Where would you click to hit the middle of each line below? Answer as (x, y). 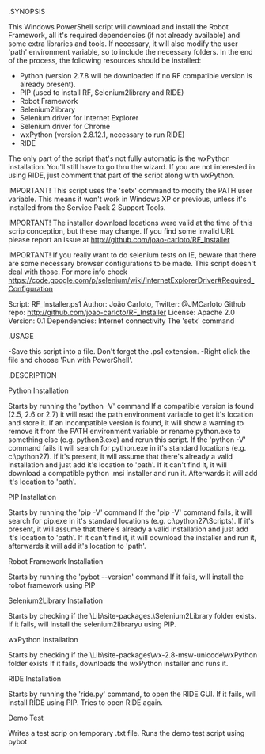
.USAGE (21, 336)
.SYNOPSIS (27, 11)
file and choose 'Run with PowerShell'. (70, 360)
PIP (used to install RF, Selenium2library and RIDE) (102, 93)
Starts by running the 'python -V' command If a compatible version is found (131, 406)
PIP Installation (32, 497)
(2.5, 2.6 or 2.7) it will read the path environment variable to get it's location (131, 414)
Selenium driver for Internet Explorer (79, 118)
